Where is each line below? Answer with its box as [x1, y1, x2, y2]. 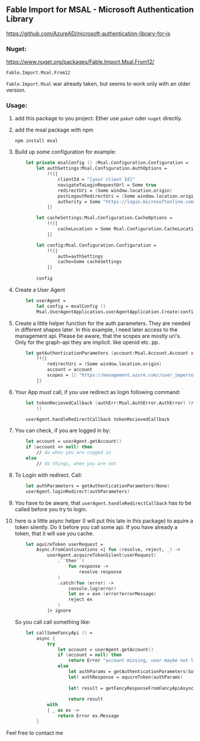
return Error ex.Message [57, 713, 119, 719]
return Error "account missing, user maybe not [68, 658, 189, 664]
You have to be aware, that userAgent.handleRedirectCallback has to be [14, 499, 192, 506]
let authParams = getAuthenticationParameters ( [68, 669, 189, 675]
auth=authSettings [57, 253, 104, 259]
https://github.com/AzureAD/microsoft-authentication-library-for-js [6, 30, 171, 37]
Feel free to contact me [6, 729, 64, 736]
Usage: [6, 101, 28, 110]
